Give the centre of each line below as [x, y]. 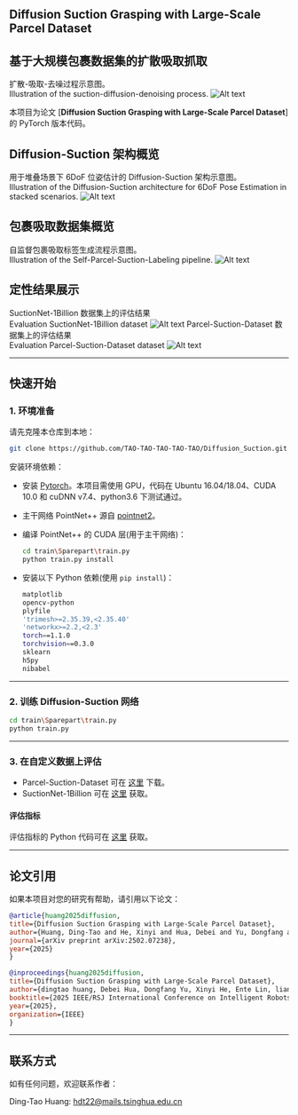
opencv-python [48, 603]
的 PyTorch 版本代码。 [50, 123]
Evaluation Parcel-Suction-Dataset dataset [87, 344]
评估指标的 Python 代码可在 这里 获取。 [81, 837]
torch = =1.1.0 [46, 636]
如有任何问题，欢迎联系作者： [63, 1084]
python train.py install [68, 560]
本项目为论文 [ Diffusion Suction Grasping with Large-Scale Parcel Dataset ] [149, 112]
